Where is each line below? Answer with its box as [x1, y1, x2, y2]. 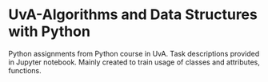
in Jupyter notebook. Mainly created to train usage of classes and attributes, [8, 57, 260, 67]
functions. [8, 65, 42, 75]
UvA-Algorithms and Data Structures [8, 6, 258, 24]
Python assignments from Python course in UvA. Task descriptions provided [8, 49, 260, 58]
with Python [8, 22, 90, 41]
